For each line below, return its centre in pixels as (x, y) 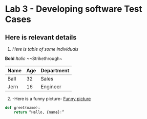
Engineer (51, 87)
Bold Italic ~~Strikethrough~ (34, 59)
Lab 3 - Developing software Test (74, 9)
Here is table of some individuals (45, 49)
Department (55, 70)
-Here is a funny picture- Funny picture (52, 99)
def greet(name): (23, 108)
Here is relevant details (41, 37)
